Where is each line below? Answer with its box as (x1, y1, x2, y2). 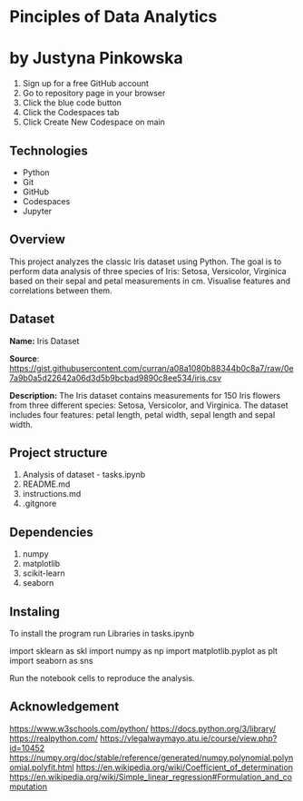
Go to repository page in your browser (22, 88, 166, 99)
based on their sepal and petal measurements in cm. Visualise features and (9, 275, 290, 286)
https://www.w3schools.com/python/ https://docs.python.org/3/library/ (9, 723, 277, 734)
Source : (9, 352, 40, 364)
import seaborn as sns (9, 656, 93, 666)
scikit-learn (22, 568, 65, 578)
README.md (22, 479, 71, 489)
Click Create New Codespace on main (22, 116, 166, 128)
